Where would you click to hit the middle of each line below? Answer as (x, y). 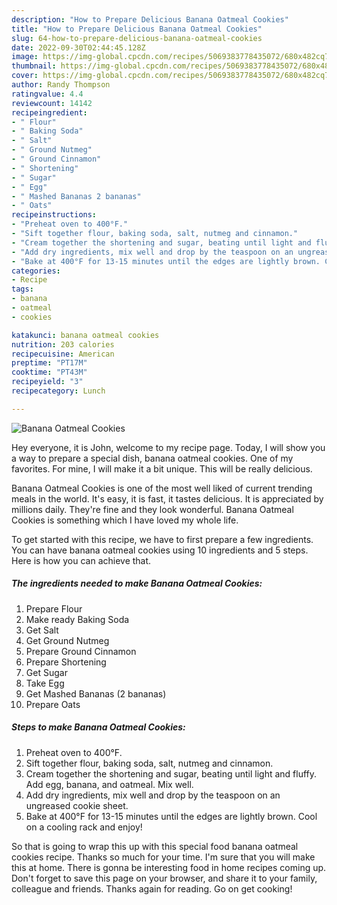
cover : (25, 76)
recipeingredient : (49, 112)
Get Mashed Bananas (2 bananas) (96, 693)
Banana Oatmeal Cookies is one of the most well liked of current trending (162, 488)
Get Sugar (46, 672)
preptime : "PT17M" (49, 363)
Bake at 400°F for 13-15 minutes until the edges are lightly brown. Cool (171, 816)
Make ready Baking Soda (77, 619)
